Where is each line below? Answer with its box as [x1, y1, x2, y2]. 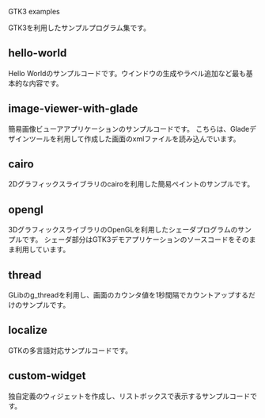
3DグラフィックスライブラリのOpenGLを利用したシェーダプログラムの [8, 225, 238, 235]
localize [8, 324, 47, 337]
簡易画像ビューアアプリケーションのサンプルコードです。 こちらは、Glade [8, 124, 250, 133]
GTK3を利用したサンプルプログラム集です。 [8, 23, 150, 33]
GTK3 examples [8, 7, 61, 16]
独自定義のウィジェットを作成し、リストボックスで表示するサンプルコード [8, 391, 251, 401]
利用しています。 [14, 245, 70, 255]
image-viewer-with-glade [8, 102, 138, 116]
